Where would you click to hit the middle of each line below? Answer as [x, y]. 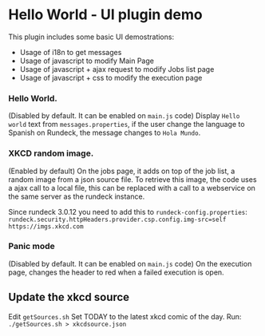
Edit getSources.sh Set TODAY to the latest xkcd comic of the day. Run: [125, 316]
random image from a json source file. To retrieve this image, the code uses [132, 179]
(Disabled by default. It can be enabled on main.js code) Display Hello [124, 116]
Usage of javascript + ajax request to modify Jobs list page [117, 69]
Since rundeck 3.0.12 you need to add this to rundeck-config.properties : [128, 211]
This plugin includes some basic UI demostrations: [91, 37]
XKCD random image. [51, 153]
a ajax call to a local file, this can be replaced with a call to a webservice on [132, 188]
